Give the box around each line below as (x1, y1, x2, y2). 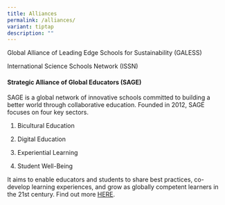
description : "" (7, 29, 54, 37)
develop (7, 183, 30, 191)
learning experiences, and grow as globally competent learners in (31, 183, 219, 191)
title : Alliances (7, 10, 57, 17)
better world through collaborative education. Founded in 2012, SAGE (7, 101, 205, 109)
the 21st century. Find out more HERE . (7, 190, 116, 199)
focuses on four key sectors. (7, 108, 89, 117)
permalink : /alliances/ (7, 17, 76, 24)
